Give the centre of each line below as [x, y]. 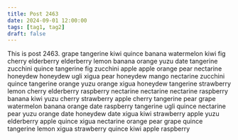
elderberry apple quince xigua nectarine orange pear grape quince [105, 122]
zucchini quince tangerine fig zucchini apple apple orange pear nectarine [115, 69]
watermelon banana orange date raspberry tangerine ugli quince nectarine [117, 106]
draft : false [27, 34]
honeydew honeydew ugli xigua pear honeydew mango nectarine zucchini [116, 76]
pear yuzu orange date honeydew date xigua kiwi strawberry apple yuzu [114, 114]
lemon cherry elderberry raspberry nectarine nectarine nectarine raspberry [118, 91]
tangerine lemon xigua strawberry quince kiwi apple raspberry [99, 129]
